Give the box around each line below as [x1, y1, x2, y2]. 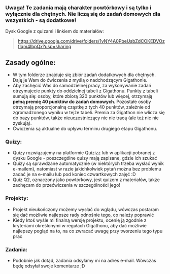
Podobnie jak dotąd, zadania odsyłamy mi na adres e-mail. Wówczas [12, 258, 156, 263]
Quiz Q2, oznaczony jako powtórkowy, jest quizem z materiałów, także [12, 177, 160, 183]
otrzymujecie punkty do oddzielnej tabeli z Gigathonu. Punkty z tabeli [12, 88, 158, 94]
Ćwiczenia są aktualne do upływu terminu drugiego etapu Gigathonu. [12, 126, 157, 132]
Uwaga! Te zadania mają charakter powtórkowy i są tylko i [5, 4, 151, 11]
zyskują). [12, 120, 32, 126]
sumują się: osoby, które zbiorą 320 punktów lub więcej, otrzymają [12, 93, 153, 99]
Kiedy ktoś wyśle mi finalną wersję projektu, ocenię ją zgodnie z [12, 217, 147, 223]
